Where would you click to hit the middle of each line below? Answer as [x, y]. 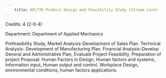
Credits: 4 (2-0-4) [24, 24]
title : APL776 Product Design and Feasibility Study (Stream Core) [86, 10]
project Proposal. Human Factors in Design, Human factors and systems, [80, 59]
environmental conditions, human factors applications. [61, 70]
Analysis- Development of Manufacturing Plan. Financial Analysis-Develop [82, 48]
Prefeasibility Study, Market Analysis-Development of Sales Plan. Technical [83, 43]
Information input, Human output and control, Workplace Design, [72, 64]
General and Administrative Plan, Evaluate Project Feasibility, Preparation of [83, 54]
